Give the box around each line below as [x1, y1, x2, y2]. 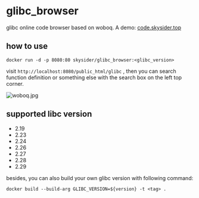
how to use [6, 41, 48, 51]
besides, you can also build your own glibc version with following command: [6, 174, 194, 181]
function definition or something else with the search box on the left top [6, 73, 182, 81]
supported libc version [6, 109, 92, 119]
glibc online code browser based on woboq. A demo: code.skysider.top [6, 24, 182, 31]
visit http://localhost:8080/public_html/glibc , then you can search [6, 67, 177, 75]
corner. [6, 80, 24, 87]
